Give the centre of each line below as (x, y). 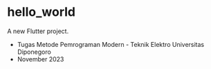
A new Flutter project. (38, 31)
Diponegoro (34, 52)
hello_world (42, 12)
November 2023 (40, 59)
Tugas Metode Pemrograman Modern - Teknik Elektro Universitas (111, 44)
